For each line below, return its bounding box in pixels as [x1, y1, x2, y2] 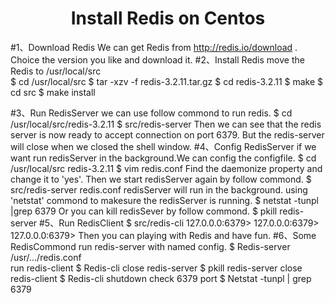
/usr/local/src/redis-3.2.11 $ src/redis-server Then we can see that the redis [10, 118, 322, 130]
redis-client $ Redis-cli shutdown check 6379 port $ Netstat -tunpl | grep [10, 272, 312, 284]
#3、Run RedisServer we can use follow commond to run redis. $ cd [10, 107, 293, 119]
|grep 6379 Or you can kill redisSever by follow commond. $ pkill [10, 205, 278, 217]
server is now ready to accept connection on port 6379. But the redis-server [10, 128, 325, 141]
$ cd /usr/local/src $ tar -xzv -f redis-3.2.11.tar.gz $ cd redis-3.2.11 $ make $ [10, 75, 324, 87]
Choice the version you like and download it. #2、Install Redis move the [10, 53, 305, 66]
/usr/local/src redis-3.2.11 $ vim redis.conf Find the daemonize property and [10, 162, 323, 174]
